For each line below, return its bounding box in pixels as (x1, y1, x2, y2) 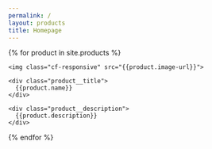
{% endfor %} (8, 132, 54, 143)
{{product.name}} (15, 84, 73, 92)
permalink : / (8, 11, 52, 20)
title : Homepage (8, 26, 62, 34)
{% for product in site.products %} (8, 48, 121, 58)
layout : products (8, 19, 66, 27)
